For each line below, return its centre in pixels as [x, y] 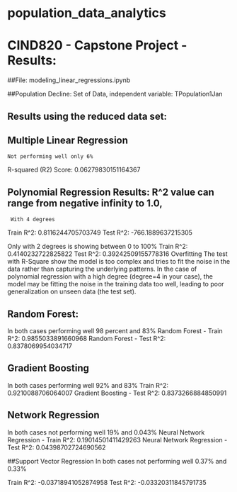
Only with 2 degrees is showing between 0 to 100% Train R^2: [98, 247]
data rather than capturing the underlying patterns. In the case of [102, 269]
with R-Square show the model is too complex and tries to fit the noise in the [119, 262]
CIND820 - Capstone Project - [97, 46]
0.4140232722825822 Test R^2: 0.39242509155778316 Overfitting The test [117, 254]
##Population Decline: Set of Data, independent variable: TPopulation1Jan [115, 94]
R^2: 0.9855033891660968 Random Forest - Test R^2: [87, 338]
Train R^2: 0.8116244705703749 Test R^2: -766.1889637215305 [100, 233]
